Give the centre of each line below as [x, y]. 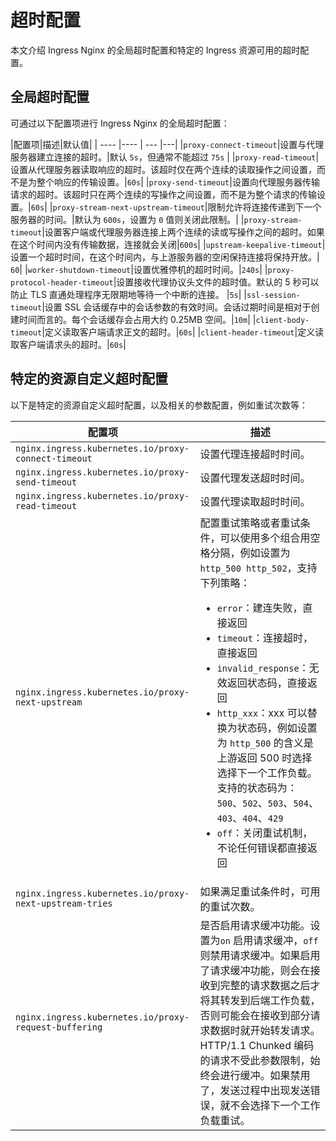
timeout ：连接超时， [264, 638]
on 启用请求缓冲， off [269, 940]
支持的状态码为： [257, 788]
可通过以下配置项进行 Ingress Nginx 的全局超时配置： [120, 123]
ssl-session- [273, 295]
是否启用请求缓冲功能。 [255, 925]
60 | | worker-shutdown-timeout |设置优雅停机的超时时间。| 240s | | [139, 269]
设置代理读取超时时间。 [255, 501]
